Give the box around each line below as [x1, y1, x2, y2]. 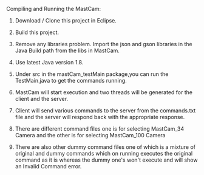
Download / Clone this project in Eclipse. [15, 17, 117, 24]
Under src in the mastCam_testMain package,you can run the [15, 70, 169, 78]
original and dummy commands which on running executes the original [15, 150, 193, 157]
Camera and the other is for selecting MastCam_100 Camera [15, 132, 166, 139]
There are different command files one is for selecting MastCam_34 [15, 125, 184, 132]
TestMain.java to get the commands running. [15, 77, 127, 84]
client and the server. [15, 95, 69, 102]
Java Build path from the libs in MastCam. [15, 47, 120, 54]
